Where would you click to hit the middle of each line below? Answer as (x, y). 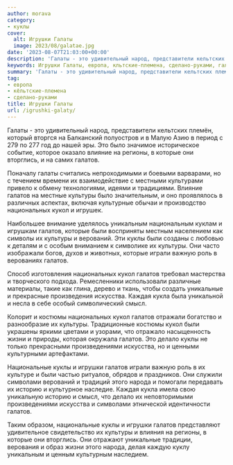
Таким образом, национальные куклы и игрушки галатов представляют (114, 425)
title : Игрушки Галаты (40, 104)
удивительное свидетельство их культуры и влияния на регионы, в (107, 432)
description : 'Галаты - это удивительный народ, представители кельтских (116, 59)
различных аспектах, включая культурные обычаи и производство (107, 203)
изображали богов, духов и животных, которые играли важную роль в (112, 253)
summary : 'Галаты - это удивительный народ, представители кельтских (110, 71)
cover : (17, 33)
